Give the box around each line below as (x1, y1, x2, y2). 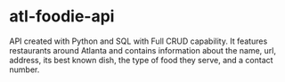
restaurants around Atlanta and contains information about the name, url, (9, 45, 276, 55)
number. (9, 64, 40, 75)
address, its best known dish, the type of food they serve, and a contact (9, 54, 273, 65)
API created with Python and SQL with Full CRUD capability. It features (9, 36, 268, 46)
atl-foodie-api (9, 6, 115, 27)
